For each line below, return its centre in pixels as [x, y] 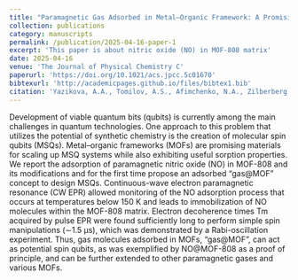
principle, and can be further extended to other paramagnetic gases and [141, 258]
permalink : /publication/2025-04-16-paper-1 [93, 42]
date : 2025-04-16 [41, 58]
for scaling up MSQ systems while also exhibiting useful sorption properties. [149, 154]
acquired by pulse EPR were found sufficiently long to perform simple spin [145, 220]
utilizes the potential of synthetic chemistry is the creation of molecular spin [148, 136]
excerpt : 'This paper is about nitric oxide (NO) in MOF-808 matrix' [141, 51]
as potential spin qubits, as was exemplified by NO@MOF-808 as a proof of [147, 248]
